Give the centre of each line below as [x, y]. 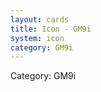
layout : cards [40, 19]
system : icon [37, 38]
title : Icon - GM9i [51, 29]
